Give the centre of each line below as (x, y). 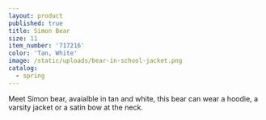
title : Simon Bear (39, 31)
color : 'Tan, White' (43, 53)
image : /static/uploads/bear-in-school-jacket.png (95, 61)
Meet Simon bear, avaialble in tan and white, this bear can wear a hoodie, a (133, 98)
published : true (36, 23)
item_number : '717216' (46, 46)
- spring (30, 76)
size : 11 (23, 38)
